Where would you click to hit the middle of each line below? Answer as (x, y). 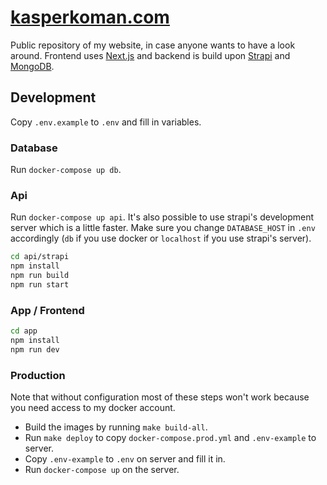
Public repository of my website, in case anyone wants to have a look (153, 45)
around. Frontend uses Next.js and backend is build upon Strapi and (150, 55)
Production (38, 375)
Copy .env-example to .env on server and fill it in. (125, 459)
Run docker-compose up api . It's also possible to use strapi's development (162, 217)
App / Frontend (47, 310)
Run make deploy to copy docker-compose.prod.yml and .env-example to (170, 438)
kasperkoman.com (90, 17)
